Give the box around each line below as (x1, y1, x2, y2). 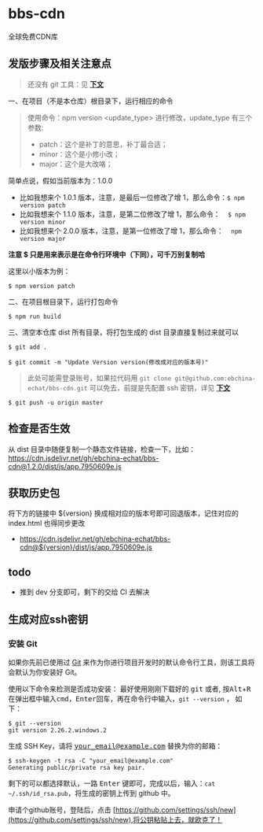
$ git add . (8, 343, 47, 351)
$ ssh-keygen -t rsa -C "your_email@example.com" (8, 756, 174, 764)
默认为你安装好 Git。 (14, 667, 82, 677)
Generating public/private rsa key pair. (8, 764, 146, 771)
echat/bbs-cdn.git (27, 384, 88, 392)
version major (19, 235, 66, 242)
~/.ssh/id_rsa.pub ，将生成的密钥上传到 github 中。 (8, 788, 175, 797)
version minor (19, 218, 66, 226)
